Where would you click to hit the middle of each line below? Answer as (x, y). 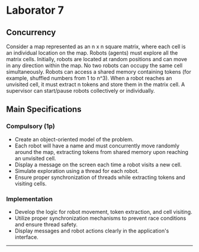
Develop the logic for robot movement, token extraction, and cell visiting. (103, 212)
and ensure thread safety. (46, 224)
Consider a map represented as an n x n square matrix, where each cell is (96, 46)
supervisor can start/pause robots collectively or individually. (81, 91)
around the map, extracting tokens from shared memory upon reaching (101, 152)
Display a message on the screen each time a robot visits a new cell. (98, 165)
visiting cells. (31, 183)
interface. (26, 237)
